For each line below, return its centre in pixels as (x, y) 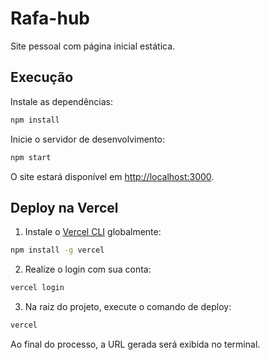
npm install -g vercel (57, 250)
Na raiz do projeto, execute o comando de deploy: (128, 307)
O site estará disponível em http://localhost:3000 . (112, 176)
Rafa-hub (50, 18)
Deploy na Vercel (64, 207)
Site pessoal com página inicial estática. (93, 46)
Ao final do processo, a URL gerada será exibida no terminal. (135, 344)
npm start (31, 157)
